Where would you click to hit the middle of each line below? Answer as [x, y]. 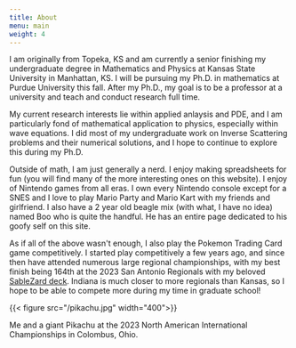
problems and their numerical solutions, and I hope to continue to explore [144, 142]
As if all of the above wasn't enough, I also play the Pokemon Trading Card [146, 243]
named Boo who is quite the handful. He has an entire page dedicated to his [148, 217]
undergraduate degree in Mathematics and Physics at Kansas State [132, 69]
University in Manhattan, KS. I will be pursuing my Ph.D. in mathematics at [144, 78]
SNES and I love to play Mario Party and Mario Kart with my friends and [140, 198]
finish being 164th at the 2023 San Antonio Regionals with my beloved [137, 271]
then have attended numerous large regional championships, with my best [145, 263]
